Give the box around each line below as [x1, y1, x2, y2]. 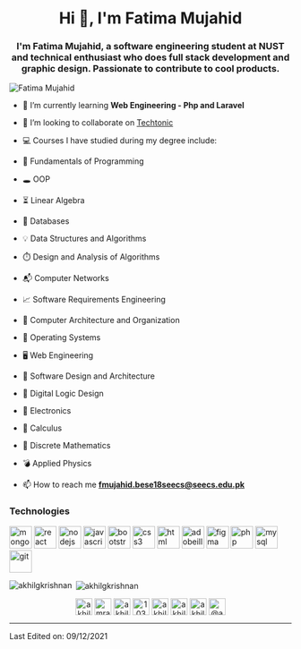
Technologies [9, 505, 70, 517]
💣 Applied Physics [21, 458, 92, 469]
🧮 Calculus [21, 423, 63, 433]
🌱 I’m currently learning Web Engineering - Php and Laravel [21, 100, 245, 111]
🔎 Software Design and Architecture [21, 371, 155, 381]
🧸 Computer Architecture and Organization [21, 315, 181, 326]
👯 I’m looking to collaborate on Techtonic [21, 117, 174, 128]
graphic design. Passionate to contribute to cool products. [21, 63, 280, 75]
